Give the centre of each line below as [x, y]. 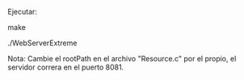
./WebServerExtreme [42, 43]
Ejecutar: [23, 12]
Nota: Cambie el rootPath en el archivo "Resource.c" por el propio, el [122, 59]
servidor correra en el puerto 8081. [66, 67]
